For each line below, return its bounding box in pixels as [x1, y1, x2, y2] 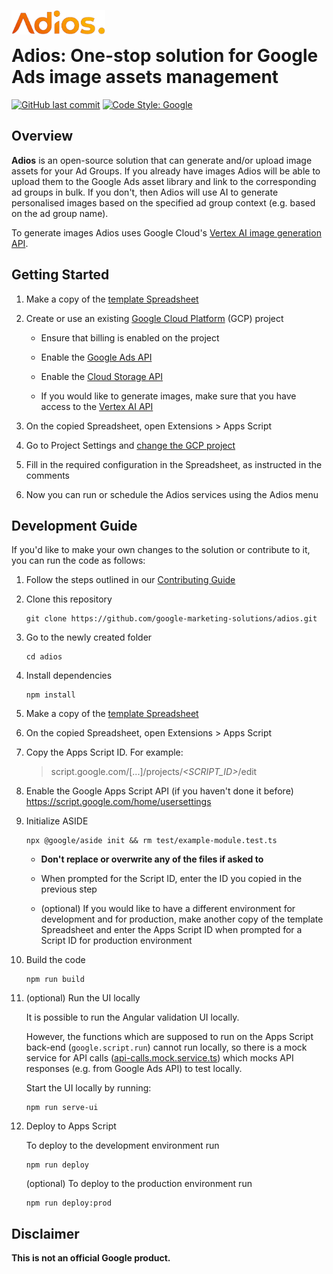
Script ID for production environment [40, 935, 193, 947]
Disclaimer [11, 1225, 80, 1242]
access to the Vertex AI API [40, 400, 154, 412]
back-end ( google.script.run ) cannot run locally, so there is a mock [25, 1041, 308, 1054]
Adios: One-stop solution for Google [11, 45, 319, 67]
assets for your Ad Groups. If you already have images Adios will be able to [11, 165, 321, 177]
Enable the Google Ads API [40, 351, 153, 363]
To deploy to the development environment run [25, 1140, 220, 1152]
